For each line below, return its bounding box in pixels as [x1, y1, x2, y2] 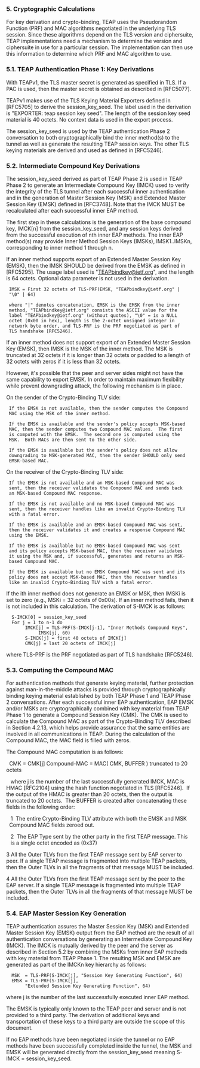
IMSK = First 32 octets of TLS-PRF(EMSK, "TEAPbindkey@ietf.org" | [8, 286, 180, 292]
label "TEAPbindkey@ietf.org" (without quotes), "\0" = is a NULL [8, 312, 178, 319]
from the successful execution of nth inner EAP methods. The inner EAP [6, 231, 183, 238]
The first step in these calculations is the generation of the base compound [6, 218, 191, 226]
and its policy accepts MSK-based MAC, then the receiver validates [8, 547, 183, 554]
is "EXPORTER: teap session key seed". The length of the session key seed [6, 110, 191, 117]
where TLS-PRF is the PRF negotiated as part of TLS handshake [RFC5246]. [6, 651, 193, 658]
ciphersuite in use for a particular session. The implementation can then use [6, 44, 193, 51]
